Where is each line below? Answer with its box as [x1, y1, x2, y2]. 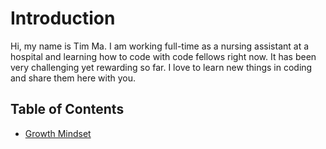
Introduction [10, 7, 116, 30]
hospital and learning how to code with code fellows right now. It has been [10, 50, 317, 62]
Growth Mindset [24, 127, 92, 139]
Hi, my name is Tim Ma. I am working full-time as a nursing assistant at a [10, 40, 310, 52]
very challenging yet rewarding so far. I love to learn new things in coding [10, 61, 313, 73]
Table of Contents [10, 101, 125, 118]
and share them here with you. [10, 72, 137, 84]
